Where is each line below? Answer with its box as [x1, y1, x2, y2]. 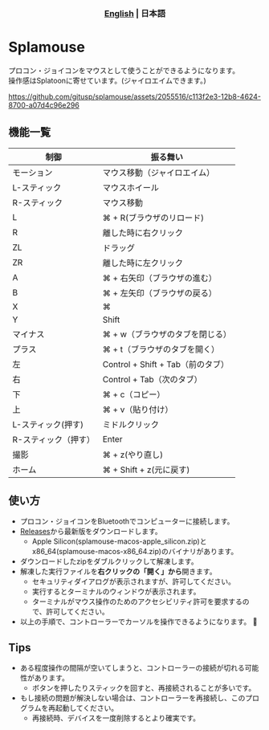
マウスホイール [102, 181, 159, 193]
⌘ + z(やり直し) [102, 449, 164, 460]
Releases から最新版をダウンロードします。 [19, 527, 162, 536]
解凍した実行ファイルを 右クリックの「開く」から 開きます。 [19, 567, 217, 577]
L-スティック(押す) [12, 418, 84, 430]
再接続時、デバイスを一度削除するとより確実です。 [31, 713, 201, 723]
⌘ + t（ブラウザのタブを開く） [102, 344, 219, 355]
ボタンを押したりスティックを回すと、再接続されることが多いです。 [31, 683, 256, 693]
